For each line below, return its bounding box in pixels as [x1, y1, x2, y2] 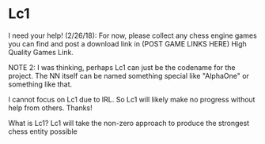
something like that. [8, 79, 73, 89]
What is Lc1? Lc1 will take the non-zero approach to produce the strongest [8, 118, 250, 127]
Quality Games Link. [8, 47, 74, 57]
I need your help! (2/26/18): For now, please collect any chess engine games [8, 31, 257, 40]
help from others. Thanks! [8, 103, 93, 113]
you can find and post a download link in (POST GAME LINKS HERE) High [8, 39, 247, 48]
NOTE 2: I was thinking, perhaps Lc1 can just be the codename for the [8, 62, 236, 72]
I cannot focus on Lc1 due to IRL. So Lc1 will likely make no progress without [8, 94, 256, 104]
